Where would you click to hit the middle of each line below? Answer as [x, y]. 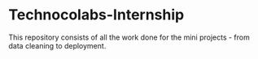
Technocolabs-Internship [96, 15]
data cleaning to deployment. [57, 45]
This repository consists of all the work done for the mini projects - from [129, 37]
